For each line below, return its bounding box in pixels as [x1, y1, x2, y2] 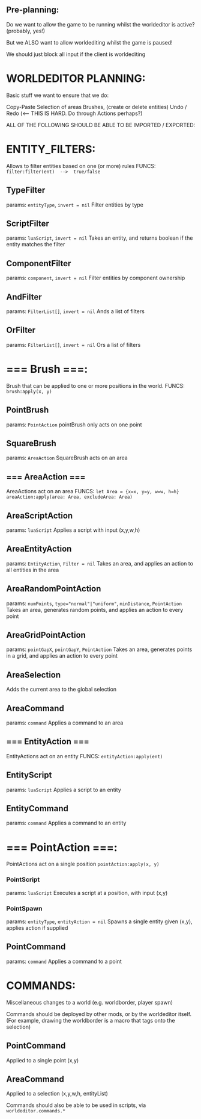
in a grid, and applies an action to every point [6, 652, 118, 659]
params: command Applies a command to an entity [6, 819, 127, 827]
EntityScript [6, 770, 52, 781]
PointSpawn [6, 904, 43, 912]
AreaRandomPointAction [6, 584, 101, 594]
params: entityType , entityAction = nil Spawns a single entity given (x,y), [6, 918, 193, 925]
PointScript [6, 876, 40, 884]
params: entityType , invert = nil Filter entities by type [6, 201, 144, 208]
